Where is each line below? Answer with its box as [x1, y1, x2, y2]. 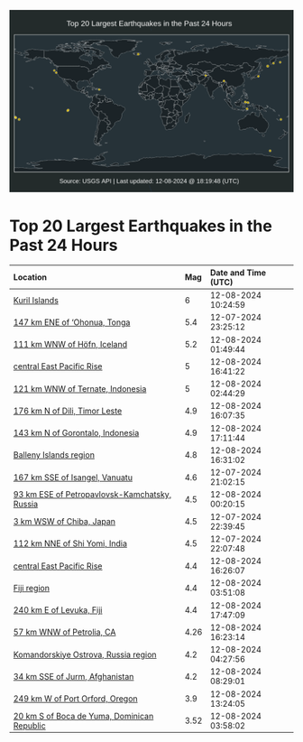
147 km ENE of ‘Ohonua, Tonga [13, 317, 131, 328]
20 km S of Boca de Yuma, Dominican [13, 710, 154, 721]
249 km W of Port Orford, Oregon [13, 693, 138, 704]
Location [13, 272, 48, 283]
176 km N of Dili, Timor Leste [13, 405, 123, 416]
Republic [13, 719, 47, 731]
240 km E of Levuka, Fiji [13, 605, 103, 616]
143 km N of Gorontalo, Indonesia [13, 428, 140, 439]
